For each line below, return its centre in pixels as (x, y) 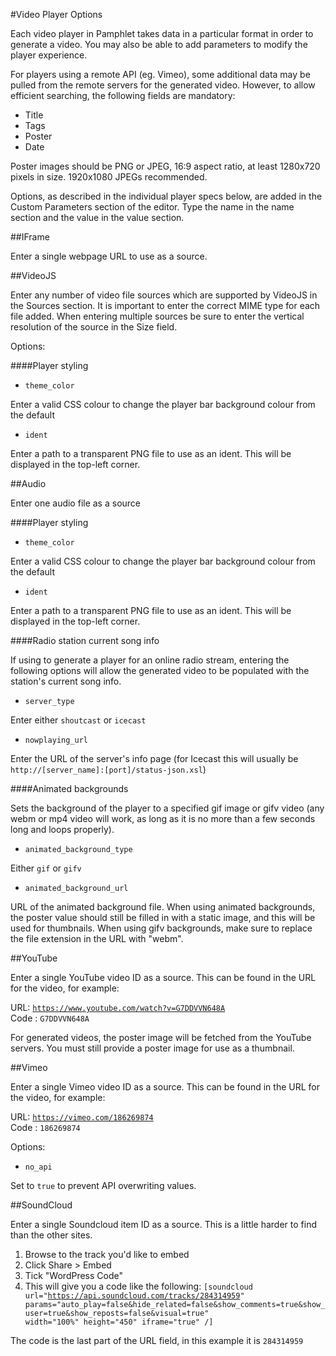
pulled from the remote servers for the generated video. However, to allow (163, 85)
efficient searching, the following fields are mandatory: (123, 95)
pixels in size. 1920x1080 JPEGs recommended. (109, 177)
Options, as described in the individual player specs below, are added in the (166, 196)
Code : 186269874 (45, 1127)
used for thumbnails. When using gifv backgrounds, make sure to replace (161, 928)
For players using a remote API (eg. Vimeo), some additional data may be (160, 74)
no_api (38, 1167)
